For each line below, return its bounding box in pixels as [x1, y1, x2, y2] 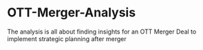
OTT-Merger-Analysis [7, 5, 136, 21]
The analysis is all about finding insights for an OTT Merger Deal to [7, 27, 197, 36]
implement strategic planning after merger [7, 34, 127, 42]
